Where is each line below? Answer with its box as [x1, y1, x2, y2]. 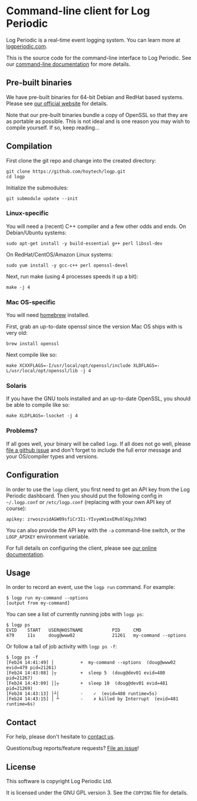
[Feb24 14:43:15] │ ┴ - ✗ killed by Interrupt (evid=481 [6, 696, 179, 702]
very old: [6, 330, 28, 337]
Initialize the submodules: [6, 184, 69, 191]
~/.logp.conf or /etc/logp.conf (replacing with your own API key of [6, 498, 172, 505]
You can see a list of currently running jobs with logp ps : [6, 610, 144, 618]
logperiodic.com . [6, 43, 47, 50]
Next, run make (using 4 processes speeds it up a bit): [6, 273, 138, 280]
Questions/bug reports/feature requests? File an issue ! [6, 745, 139, 752]
